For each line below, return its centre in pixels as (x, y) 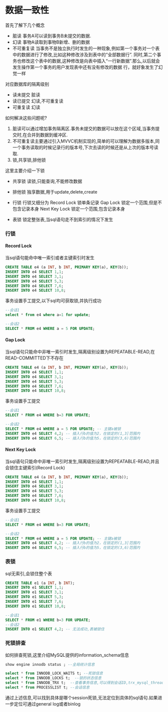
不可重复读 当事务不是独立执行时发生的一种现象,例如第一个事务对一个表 (86, 48)
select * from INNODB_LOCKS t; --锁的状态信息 (53, 678)
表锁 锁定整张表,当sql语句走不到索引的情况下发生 (63, 219)
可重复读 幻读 (26, 107)
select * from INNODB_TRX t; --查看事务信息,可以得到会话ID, (67, 683)
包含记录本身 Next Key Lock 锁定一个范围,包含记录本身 (69, 209)
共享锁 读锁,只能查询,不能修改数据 (47, 181)
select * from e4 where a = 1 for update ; (48, 315)
